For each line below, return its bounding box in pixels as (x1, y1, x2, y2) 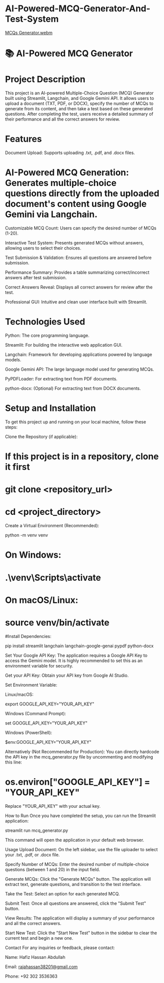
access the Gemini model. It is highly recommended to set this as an (5, 658, 143, 664)
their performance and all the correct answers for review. (5, 116, 120, 122)
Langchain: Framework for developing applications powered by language (5, 351, 153, 357)
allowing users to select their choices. (5, 245, 82, 251)
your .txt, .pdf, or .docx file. (5, 852, 60, 857)
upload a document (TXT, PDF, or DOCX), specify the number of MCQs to (5, 100, 154, 106)
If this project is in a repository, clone (5, 451, 159, 462)
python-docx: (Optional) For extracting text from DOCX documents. (5, 385, 141, 391)
